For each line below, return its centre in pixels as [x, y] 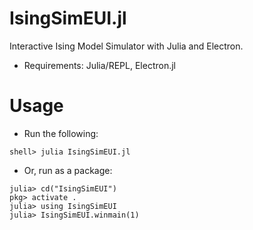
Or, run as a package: [68, 170]
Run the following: [61, 133]
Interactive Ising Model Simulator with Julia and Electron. [126, 46]
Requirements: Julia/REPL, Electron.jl [99, 65]
